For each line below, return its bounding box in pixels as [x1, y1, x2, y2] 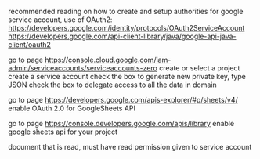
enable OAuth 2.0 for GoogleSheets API [8, 103, 135, 113]
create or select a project [159, 63, 240, 73]
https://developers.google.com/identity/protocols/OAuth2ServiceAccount [8, 23, 245, 32]
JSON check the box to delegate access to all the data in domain [8, 80, 217, 89]
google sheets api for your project [8, 127, 117, 136]
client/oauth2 [8, 40, 51, 49]
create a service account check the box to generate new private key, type [8, 72, 247, 81]
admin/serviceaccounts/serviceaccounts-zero [8, 63, 158, 73]
